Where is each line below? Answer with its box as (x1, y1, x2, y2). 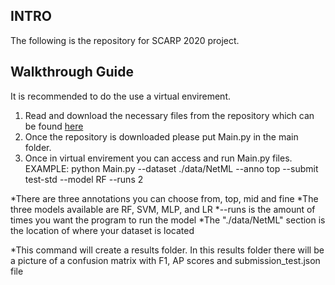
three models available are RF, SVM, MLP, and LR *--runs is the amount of (10, 203, 316, 215)
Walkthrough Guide (10, 64, 135, 81)
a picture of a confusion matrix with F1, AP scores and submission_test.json (10, 254, 321, 266)
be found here (24, 120, 84, 132)
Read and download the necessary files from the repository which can (24, 109, 315, 121)
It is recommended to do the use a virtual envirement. (10, 90, 231, 102)
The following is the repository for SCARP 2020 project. (10, 34, 240, 46)
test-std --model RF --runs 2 (24, 173, 144, 185)
